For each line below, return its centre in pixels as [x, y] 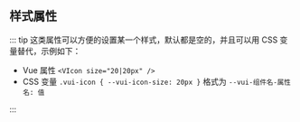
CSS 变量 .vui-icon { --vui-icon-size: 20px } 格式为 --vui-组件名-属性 [156, 81]
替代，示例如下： [49, 51]
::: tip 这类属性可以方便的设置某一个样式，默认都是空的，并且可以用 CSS [144, 40]
